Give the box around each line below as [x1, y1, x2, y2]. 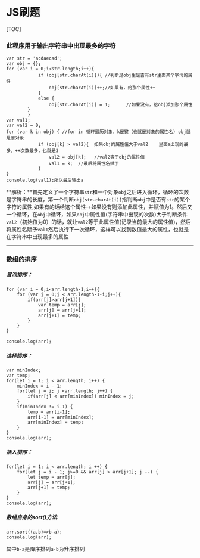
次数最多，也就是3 [20, 148, 59, 154]
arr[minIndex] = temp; [27, 420, 84, 426]
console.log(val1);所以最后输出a [6, 177, 84, 184]
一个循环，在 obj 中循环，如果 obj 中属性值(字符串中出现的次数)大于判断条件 [6, 211, 188, 218]
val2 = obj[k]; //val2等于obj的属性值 [48, 154, 145, 160]
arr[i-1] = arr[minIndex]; [27, 414, 95, 420]
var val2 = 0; [6, 123, 42, 129]
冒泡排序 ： [6, 271, 33, 278]
